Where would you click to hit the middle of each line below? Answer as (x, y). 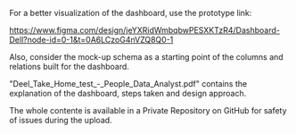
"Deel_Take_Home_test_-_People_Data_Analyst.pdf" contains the (128, 84)
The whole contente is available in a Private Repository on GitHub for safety (148, 110)
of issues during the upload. (61, 120)
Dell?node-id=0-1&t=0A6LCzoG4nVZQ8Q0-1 (91, 40)
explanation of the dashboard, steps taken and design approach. (128, 93)
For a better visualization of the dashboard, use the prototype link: (131, 13)
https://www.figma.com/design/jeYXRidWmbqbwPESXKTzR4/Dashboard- (145, 30)
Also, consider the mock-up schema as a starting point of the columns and (146, 57)
